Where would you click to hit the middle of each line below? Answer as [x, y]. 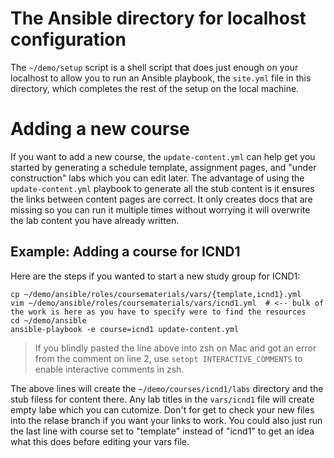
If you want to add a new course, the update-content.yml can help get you [163, 156]
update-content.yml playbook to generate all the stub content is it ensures [162, 188]
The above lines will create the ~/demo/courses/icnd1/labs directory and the [167, 388]
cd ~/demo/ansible [48, 320]
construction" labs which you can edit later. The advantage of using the [157, 178]
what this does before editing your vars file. [100, 441]
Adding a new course [100, 129]
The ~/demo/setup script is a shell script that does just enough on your [154, 67]
